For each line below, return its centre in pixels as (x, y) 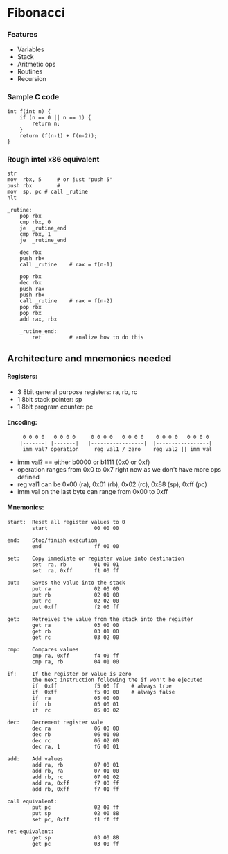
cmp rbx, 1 (35, 234)
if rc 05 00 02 (76, 710)
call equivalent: (32, 802)
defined (28, 477)
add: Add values (35, 759)
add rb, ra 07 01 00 (76, 771)
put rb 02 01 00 (76, 595)
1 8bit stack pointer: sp (50, 399)
